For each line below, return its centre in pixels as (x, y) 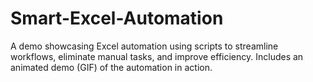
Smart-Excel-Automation (117, 18)
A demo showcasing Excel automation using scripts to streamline (144, 46)
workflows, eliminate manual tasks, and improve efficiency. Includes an (157, 56)
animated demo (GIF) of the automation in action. (111, 67)
